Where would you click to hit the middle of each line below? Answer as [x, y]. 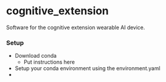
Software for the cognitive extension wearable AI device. [76, 27]
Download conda [36, 56]
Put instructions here [49, 62]
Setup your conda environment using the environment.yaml [87, 68]
